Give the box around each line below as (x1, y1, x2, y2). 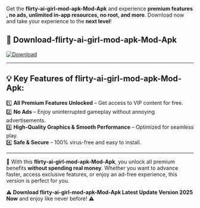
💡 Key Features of (6, 74, 73, 84)
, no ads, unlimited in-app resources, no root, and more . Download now (6, 11, 185, 18)
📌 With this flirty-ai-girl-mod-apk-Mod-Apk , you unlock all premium (6, 158, 176, 165)
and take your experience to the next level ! (6, 18, 112, 24)
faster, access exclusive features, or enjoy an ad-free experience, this (6, 170, 177, 178)
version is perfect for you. (6, 177, 70, 184)
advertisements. (6, 116, 46, 124)
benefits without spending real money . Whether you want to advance (6, 164, 179, 172)
